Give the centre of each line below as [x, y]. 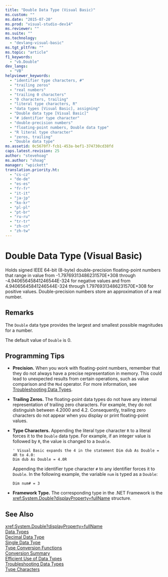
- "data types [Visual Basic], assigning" [55, 109]
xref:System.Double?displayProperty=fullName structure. [72, 498]
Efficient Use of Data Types [33, 559]
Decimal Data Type [25, 537]
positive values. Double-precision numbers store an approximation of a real [83, 291]
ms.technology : [21, 38]
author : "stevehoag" [27, 156]
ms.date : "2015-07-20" [29, 19]
